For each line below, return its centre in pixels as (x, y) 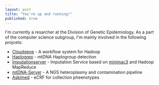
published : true (21, 18)
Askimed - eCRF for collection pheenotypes (56, 77)
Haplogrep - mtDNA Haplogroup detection (54, 57)
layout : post (18, 9)
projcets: (14, 42)
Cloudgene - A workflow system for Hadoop (56, 52)
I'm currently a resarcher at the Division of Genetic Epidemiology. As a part (79, 32)
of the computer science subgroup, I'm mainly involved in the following (76, 37)
